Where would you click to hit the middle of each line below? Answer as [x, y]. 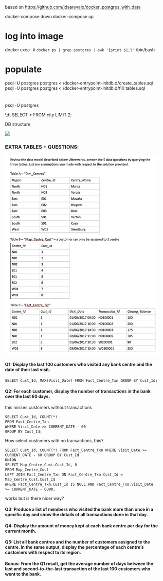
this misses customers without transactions [49, 407]
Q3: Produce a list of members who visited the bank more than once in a [79, 509]
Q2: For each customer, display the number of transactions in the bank [78, 391]
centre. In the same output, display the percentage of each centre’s [74, 547]
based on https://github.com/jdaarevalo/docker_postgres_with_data [73, 7]
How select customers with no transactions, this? [54, 440]
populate [24, 70]
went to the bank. [23, 574]
